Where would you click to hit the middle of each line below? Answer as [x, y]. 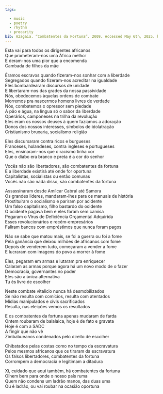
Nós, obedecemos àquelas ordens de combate [52, 95]
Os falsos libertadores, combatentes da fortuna [52, 356]
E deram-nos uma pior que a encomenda [46, 61]
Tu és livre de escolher [28, 282]
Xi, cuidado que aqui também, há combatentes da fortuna [63, 371]
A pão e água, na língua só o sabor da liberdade [53, 111]
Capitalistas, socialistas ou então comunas [48, 176]
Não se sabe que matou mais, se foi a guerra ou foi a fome [64, 236]
